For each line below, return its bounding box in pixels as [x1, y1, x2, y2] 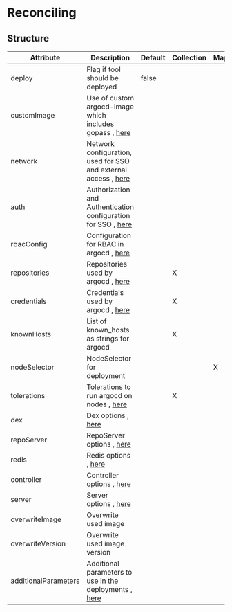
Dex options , [86, 411, 130, 420]
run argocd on [86, 391, 133, 400]
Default [140, 53, 166, 62]
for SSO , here [86, 219, 133, 229]
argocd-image [86, 102, 135, 111]
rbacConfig [10, 240, 48, 249]
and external [86, 165, 128, 174]
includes [86, 119, 115, 129]
